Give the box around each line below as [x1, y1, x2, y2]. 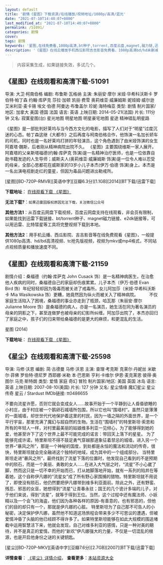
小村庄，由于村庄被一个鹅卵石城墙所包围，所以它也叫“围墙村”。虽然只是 [5, 407, 149, 412]
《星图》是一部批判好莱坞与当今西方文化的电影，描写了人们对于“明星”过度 [5, 126, 154, 132]
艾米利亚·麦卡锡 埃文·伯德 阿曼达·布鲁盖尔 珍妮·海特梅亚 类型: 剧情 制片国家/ [5, 103, 156, 109]
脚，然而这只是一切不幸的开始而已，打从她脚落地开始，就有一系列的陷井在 [5, 467, 154, 473]
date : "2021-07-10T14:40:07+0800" [5, 16, 75, 21]
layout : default [5, 7, 38, 12]
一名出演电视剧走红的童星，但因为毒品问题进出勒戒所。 [5, 168, 115, 174]
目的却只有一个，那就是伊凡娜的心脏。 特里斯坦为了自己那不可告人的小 [13, 504, 155, 510]
